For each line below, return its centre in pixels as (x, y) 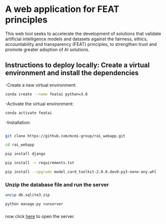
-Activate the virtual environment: (40, 104)
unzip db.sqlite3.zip (28, 195)
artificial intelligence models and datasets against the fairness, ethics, (77, 39)
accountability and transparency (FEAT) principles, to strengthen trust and (81, 44)
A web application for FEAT (62, 9)
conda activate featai (29, 113)
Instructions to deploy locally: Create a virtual (78, 65)
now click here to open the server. (40, 216)
